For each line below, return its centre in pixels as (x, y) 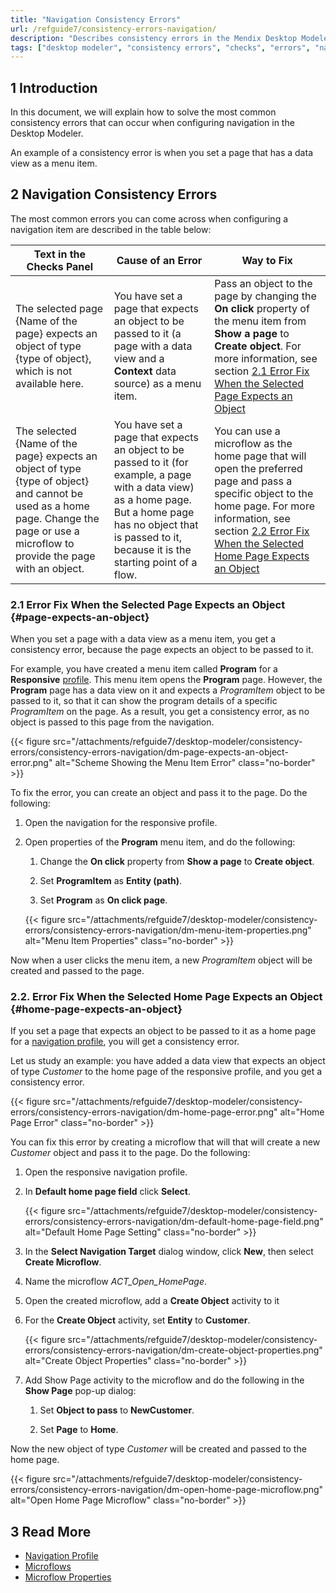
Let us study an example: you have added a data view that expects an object (168, 1061)
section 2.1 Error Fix (262, 371)
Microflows (48, 1567)
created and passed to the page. (77, 971)
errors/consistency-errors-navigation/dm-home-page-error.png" (144, 1112)
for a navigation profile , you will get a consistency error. (125, 1042)
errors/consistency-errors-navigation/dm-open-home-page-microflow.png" (167, 1490)
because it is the (152, 549)
